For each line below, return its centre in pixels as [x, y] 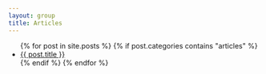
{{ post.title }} [42, 54]
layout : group [32, 16]
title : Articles [35, 23]
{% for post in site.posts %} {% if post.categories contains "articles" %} [139, 45]
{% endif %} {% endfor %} [64, 62]
